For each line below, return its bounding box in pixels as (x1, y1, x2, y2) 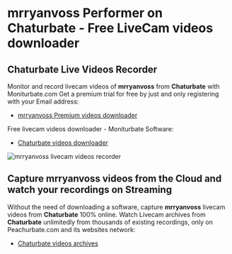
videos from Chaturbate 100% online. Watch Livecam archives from (7, 210, 207, 219)
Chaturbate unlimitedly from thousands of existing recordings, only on (7, 218, 214, 226)
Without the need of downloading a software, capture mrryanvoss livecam (7, 202, 226, 211)
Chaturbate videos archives (17, 239, 99, 248)
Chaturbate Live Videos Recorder (7, 63, 158, 75)
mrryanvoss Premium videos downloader (17, 111, 138, 119)
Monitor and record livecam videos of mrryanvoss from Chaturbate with (7, 82, 221, 90)
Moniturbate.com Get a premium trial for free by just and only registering (7, 90, 219, 98)
